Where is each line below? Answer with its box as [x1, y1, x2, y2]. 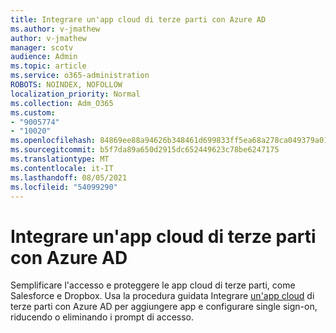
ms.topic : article [10, 61, 87, 71]
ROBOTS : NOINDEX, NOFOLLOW [10, 80, 123, 90]
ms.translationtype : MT [10, 154, 110, 164]
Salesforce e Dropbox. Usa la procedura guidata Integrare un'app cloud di [10, 290, 315, 302]
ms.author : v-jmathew [10, 24, 101, 34]
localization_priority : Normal [10, 89, 141, 99]
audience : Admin [10, 52, 78, 62]
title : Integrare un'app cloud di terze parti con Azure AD [10, 14, 267, 25]
